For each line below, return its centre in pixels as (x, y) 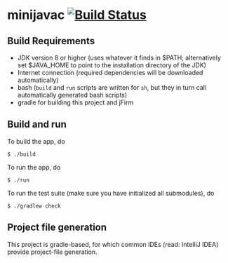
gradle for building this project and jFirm (75, 102)
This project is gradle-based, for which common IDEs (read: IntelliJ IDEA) (113, 244)
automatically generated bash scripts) (72, 95)
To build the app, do (36, 141)
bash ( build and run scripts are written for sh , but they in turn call (112, 87)
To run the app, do (34, 167)
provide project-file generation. (53, 252)
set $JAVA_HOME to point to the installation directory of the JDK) (112, 65)
